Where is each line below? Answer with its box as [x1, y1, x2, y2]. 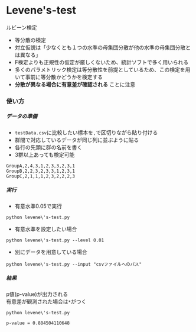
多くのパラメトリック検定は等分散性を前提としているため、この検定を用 [14, 66, 191, 73]
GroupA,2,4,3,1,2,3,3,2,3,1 [6, 163, 76, 169]
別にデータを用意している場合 [14, 248, 87, 255]
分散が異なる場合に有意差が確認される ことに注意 [14, 80, 136, 88]
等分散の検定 [14, 36, 46, 43]
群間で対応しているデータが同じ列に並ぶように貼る [14, 136, 139, 143]
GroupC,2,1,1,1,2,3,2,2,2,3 [6, 173, 76, 179]
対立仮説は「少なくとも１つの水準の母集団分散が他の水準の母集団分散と [14, 44, 191, 51]
